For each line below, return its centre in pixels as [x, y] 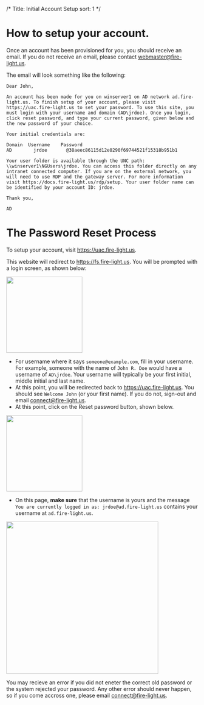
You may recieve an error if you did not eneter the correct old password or [99, 682]
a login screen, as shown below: [46, 268]
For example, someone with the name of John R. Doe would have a [98, 367]
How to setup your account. [78, 34]
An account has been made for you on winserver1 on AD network [88, 97]
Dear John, [20, 86]
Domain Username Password [45, 145]
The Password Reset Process [81, 233]
